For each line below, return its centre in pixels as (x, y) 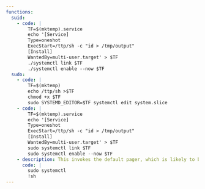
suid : (18, 18)
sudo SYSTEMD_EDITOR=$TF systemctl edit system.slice (98, 102)
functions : (20, 12)
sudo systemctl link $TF (59, 148)
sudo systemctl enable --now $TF (70, 154)
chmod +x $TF (44, 97)
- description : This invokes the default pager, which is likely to (106, 159)
